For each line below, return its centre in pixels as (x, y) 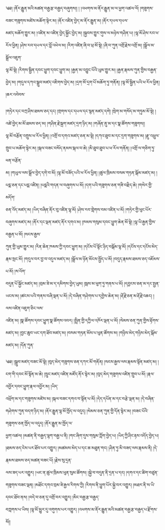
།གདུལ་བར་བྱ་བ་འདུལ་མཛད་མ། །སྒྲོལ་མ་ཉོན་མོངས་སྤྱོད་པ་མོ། (68, 259)
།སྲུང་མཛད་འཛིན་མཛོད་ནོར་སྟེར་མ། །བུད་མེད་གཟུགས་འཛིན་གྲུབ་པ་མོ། (95, 374)
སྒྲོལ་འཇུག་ (14, 57)
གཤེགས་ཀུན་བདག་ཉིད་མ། (25, 411)
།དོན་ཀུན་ (27, 345)
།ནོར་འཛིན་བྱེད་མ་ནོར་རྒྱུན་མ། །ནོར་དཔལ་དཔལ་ (93, 20)
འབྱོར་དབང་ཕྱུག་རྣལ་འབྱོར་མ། (27, 386)
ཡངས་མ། (12, 296)
